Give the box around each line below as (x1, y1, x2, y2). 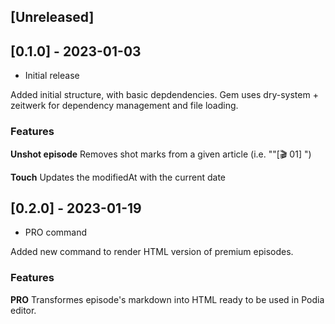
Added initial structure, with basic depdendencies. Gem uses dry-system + (10, 89, 319, 101)
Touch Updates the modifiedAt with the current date (10, 171, 226, 183)
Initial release (24, 70, 80, 82)
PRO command (24, 226, 88, 239)
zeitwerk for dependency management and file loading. (10, 100, 239, 112)
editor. (10, 304, 37, 316)
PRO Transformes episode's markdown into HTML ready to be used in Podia (10, 293, 325, 305)
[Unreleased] (10, 9, 95, 26)
